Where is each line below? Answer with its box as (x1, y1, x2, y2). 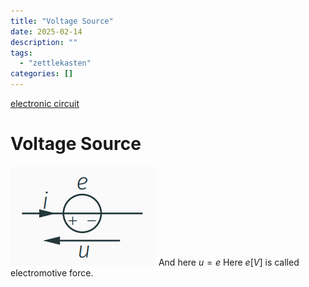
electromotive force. (10, 266, 94, 279)
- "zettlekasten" (19, 58, 92, 69)
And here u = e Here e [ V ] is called (158, 256, 300, 268)
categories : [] (10, 69, 74, 79)
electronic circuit (10, 98, 80, 109)
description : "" (10, 37, 78, 47)
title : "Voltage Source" (10, 16, 114, 26)
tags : (10, 48, 33, 58)
